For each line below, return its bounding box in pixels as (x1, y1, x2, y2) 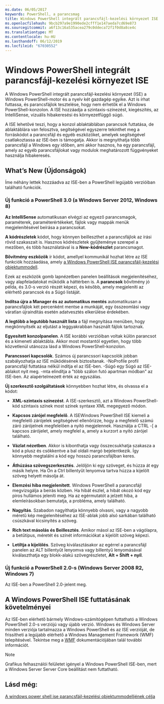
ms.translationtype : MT (5, 30, 54, 35)
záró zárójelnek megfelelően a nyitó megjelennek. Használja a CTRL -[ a (12, 423, 158, 429)
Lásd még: (5, 681, 38, 689)
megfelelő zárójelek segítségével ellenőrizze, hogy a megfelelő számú (12, 417, 154, 423)
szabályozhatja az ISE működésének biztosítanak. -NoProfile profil (5, 358, 139, 364)
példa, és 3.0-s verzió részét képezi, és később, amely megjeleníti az (5, 284, 144, 290)
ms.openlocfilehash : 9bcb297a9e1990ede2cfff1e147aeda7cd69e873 (5, 21, 137, 26)
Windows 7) (5, 570, 34, 577)
